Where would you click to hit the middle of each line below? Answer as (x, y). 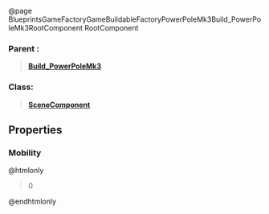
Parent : (24, 48)
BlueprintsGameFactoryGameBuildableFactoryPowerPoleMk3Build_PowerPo (135, 19)
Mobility (25, 153)
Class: (21, 87)
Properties (35, 130)
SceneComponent (59, 105)
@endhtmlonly (33, 202)
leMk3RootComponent (45, 28)
